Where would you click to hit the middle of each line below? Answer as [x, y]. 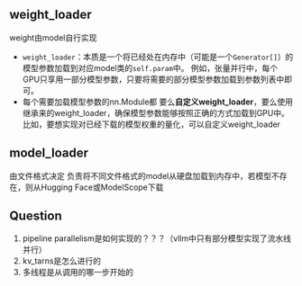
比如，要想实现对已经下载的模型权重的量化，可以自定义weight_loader [151, 124]
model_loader [49, 153]
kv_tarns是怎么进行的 [62, 261]
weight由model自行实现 [53, 37]
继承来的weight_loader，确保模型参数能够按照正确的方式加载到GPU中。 [156, 112]
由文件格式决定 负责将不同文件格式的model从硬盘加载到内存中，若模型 [141, 175]
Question [36, 216]
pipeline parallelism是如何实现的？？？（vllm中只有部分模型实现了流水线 [156, 238]
